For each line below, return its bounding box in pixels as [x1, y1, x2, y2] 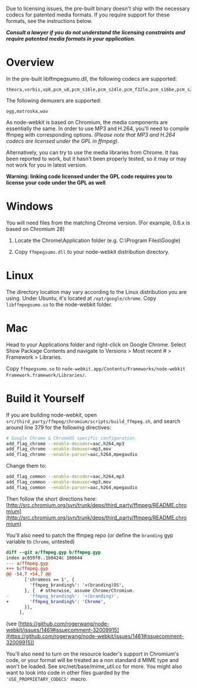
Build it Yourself [6, 392, 85, 405]
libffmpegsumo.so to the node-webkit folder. [6, 300, 113, 308]
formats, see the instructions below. [6, 18, 93, 24]
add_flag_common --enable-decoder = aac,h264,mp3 [6, 474, 125, 479]
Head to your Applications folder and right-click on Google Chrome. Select [6, 341, 186, 348]
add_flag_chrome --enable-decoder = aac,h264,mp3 [6, 441, 125, 446]
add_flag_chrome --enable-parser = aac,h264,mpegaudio [6, 452, 138, 458]
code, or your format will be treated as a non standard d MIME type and [6, 657, 179, 664]
